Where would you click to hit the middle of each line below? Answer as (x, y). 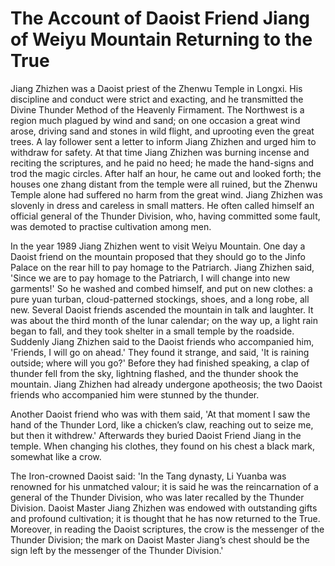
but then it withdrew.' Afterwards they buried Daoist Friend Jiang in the (156, 435)
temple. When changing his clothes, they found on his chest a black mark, (163, 446)
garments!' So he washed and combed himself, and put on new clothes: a (161, 288)
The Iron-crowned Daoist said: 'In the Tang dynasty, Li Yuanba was (148, 476)
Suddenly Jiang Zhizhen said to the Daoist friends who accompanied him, (162, 341)
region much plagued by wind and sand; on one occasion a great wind (155, 120)
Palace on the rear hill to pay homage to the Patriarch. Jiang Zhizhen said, (162, 267)
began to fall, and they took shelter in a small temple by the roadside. (152, 331)
